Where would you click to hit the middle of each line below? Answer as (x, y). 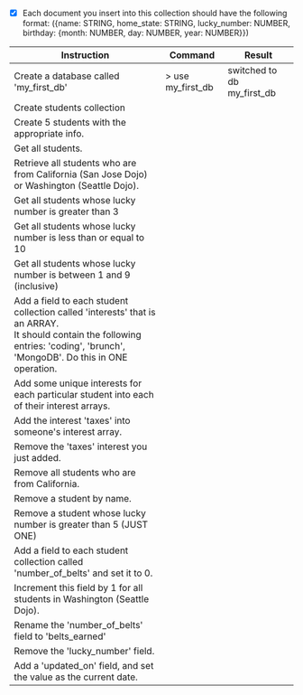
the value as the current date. (76, 677)
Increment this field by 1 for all (78, 588)
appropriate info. (49, 134)
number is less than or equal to (79, 238)
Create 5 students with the (70, 123)
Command (192, 55)
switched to (252, 70)
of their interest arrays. (62, 406)
